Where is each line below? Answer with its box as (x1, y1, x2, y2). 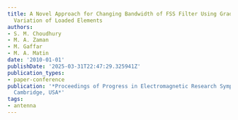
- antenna (7, 102, 37, 109)
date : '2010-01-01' (7, 56, 65, 64)
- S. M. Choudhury (7, 30, 62, 37)
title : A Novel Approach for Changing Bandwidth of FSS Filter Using (7, 10, 217, 18)
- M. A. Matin (7, 50, 50, 57)
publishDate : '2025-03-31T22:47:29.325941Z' (7, 63, 141, 70)
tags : (7, 96, 23, 103)
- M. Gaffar (7, 43, 42, 50)
